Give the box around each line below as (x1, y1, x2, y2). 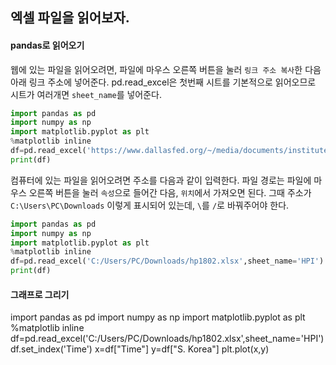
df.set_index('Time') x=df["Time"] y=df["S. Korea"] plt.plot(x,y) (10, 343, 270, 355)
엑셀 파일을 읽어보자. (10, 9, 130, 27)
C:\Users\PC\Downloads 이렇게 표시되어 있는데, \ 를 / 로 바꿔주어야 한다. (10, 199, 290, 211)
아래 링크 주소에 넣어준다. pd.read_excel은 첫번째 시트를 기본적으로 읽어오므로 (10, 76, 317, 88)
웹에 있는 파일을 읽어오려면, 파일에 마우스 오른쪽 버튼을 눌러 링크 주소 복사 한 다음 (10, 63, 322, 75)
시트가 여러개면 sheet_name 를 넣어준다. (10, 88, 163, 100)
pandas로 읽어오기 (10, 39, 85, 51)
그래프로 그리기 (10, 288, 70, 300)
